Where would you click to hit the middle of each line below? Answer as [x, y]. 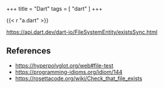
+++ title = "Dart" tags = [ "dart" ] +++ [54, 9]
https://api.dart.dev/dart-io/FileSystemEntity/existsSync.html [82, 32]
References [29, 51]
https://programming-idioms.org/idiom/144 [69, 72]
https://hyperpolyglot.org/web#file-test [64, 65]
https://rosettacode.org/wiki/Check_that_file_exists [79, 78]
